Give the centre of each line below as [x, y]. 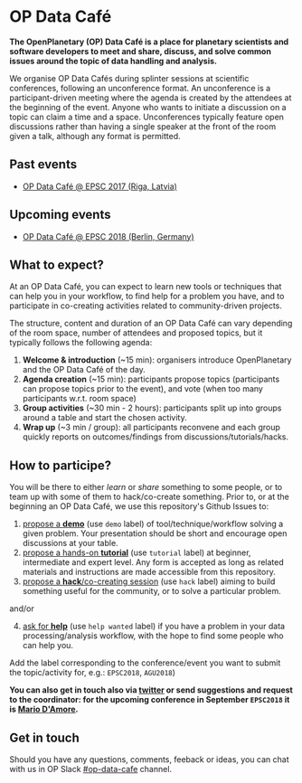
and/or [22, 608]
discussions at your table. [71, 543]
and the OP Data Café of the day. [84, 370]
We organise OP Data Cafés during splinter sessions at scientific [129, 78]
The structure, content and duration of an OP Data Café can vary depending [151, 324]
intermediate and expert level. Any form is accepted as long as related [153, 562]
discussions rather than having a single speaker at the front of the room [143, 126]
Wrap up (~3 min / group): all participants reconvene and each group [151, 428]
